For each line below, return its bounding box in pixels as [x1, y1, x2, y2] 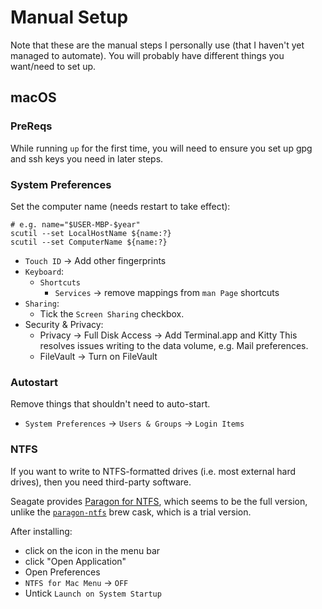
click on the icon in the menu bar [24, 544, 161, 556]
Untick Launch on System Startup [24, 587, 162, 599]
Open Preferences [24, 566, 101, 578]
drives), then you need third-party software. [10, 476, 192, 488]
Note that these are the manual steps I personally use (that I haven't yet [10, 39, 305, 51]
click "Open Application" [24, 555, 127, 567]
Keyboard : [24, 265, 65, 277]
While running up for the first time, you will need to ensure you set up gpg [10, 142, 313, 154]
